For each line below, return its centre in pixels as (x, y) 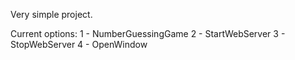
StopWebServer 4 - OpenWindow (79, 44)
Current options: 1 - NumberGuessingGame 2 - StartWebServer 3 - (148, 33)
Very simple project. (51, 14)
